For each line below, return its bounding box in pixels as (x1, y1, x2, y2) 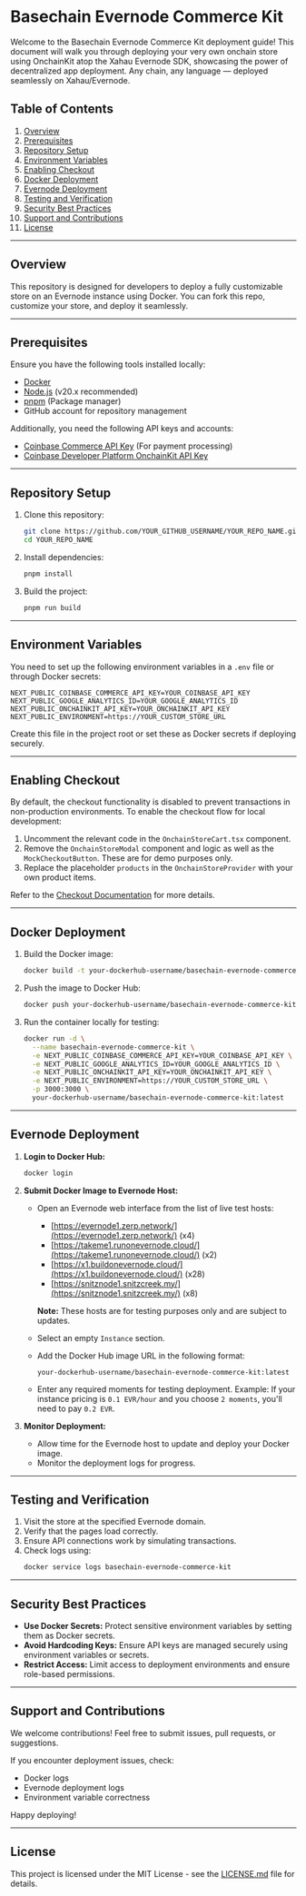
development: (10, 815, 62, 827)
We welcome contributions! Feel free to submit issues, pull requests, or (10, 1727, 276, 1738)
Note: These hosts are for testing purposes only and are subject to (36, 1305, 287, 1316)
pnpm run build (23, 603, 82, 612)
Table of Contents (10, 102, 114, 117)
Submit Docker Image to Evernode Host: (23, 1185, 179, 1196)
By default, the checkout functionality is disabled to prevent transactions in (10, 796, 291, 807)
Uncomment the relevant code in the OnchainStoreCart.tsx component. (23, 834, 291, 844)
